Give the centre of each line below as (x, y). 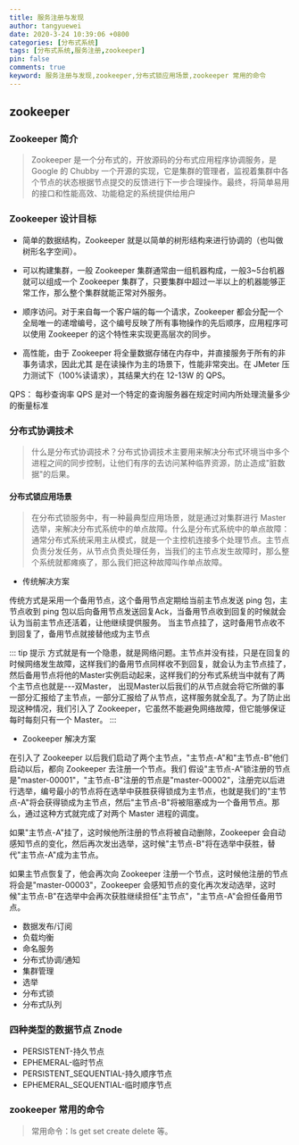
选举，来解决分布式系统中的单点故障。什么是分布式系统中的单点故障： (160, 529)
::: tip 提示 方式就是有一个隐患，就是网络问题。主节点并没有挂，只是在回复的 (149, 653)
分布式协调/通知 (51, 960)
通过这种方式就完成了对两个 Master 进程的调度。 (114, 814)
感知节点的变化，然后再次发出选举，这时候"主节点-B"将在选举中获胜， (138, 844)
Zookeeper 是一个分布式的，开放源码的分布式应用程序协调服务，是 (154, 160)
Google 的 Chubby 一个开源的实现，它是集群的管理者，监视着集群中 (156, 171)
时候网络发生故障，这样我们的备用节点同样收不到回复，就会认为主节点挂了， (150, 664)
